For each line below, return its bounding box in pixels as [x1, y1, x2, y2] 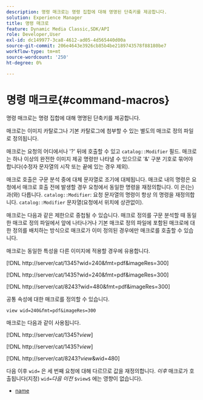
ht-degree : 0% [6, 60, 42, 66]
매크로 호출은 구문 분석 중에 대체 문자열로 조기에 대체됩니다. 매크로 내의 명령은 [6, 176, 191, 183]
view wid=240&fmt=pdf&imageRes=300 [6, 308, 96, 314]
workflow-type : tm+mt [6, 49, 61, 55]
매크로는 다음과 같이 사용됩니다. [6, 319, 81, 326]
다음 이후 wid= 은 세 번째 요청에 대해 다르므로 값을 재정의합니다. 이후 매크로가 [6, 367, 188, 374]
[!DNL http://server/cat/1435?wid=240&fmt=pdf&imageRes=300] [6, 271, 169, 278]
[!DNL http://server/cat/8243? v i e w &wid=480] [6, 355, 120, 362]
